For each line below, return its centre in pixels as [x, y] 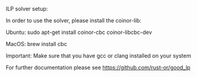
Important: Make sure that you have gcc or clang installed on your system [98, 56]
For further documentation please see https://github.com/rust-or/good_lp [98, 67]
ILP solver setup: [27, 9]
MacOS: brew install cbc [36, 44]
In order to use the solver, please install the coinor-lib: [74, 20]
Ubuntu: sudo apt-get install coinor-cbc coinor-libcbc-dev [79, 32]
